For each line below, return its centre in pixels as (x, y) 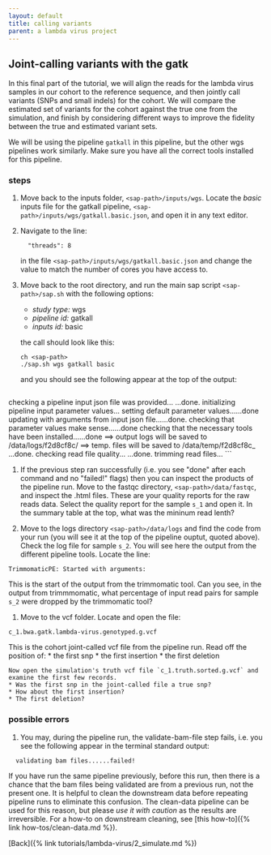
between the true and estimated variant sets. (83, 127)
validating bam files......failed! (76, 760)
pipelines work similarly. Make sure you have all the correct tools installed (131, 151)
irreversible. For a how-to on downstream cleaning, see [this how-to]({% (129, 818)
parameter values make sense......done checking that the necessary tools (131, 428)
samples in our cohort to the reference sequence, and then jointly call (124, 92)
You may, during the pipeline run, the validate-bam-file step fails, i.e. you (141, 737)
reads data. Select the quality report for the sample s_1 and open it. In (136, 505)
